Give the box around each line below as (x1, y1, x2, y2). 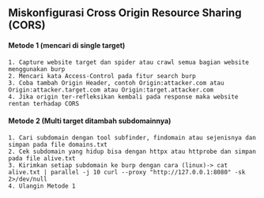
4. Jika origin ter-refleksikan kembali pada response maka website (8, 92, 239, 101)
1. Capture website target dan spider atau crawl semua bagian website (8, 58, 249, 66)
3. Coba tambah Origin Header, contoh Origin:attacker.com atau (8, 79, 224, 87)
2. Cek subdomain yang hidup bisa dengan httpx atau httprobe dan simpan (8, 148, 257, 155)
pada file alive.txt (8, 154, 77, 163)
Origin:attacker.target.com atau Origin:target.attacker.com (8, 86, 214, 94)
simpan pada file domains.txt (8, 140, 108, 148)
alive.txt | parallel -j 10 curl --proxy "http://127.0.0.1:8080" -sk (8, 168, 246, 176)
